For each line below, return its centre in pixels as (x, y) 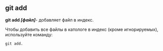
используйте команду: (29, 34)
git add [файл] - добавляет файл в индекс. (50, 20)
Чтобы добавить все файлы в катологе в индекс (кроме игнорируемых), (82, 29)
